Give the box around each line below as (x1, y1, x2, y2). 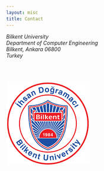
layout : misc (6, 9, 38, 15)
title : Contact (6, 15, 44, 22)
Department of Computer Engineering (6, 39, 99, 46)
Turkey (6, 52, 23, 59)
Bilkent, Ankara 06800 (6, 45, 61, 53)
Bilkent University (6, 33, 49, 40)
